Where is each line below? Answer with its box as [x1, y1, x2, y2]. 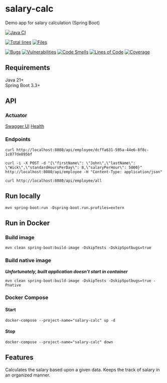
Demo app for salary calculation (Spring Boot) [5, 20, 100, 26]
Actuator [5, 112, 28, 119]
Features [5, 353, 34, 362]
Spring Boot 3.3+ [5, 82, 41, 88]
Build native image [5, 257, 52, 264]
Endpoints [5, 136, 31, 143]
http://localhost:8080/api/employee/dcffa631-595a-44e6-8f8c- [16, 147, 149, 152]
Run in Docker [5, 218, 50, 227]
